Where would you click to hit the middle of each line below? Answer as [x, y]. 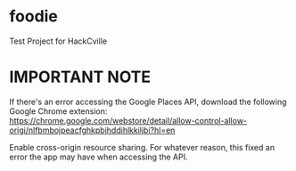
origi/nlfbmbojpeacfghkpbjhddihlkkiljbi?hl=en [92, 130]
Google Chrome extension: [58, 111]
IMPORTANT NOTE [80, 77]
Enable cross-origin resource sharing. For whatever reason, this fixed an [142, 147]
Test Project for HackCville [58, 41]
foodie [33, 16]
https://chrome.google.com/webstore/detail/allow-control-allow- [128, 120]
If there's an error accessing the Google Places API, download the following [148, 102]
